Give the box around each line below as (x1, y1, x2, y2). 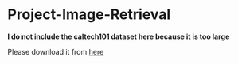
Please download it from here (7, 47, 104, 56)
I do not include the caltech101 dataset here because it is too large (7, 32, 230, 41)
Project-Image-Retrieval (7, 6, 171, 24)
